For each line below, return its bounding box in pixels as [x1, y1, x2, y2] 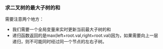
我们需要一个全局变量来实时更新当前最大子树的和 [12, 27, 111, 33]
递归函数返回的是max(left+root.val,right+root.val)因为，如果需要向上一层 [12, 33, 158, 38]
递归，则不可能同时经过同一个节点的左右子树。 [12, 39, 107, 45]
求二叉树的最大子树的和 [5, 4, 60, 11]
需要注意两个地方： [5, 16, 44, 22]
